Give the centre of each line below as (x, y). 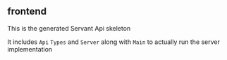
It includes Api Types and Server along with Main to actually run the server (114, 42)
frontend (27, 12)
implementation (30, 49)
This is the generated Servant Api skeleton (69, 28)
